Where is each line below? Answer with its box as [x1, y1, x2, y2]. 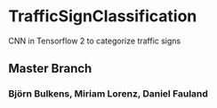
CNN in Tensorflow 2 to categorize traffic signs [8, 35, 181, 46]
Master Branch [8, 61, 92, 76]
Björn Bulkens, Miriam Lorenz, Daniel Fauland [8, 88, 208, 100]
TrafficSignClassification [8, 6, 197, 27]
